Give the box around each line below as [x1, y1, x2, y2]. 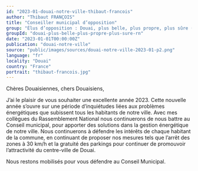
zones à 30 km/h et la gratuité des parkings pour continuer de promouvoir [6, 140, 186, 147]
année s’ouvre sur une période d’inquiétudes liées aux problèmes [6, 103, 165, 110]
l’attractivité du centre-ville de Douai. [6, 147, 96, 154]
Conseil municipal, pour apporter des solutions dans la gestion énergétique [6, 121, 189, 129]
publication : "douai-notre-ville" [6, 42, 91, 48]
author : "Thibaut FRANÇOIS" [6, 14, 75, 20]
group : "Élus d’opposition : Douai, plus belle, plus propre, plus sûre [6, 25, 189, 31]
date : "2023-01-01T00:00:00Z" [6, 36, 81, 42]
